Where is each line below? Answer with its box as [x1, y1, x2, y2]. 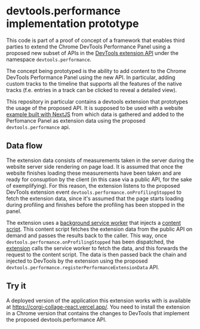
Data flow [6, 141, 43, 151]
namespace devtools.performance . [6, 56, 91, 63]
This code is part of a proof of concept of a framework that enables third [6, 36, 185, 44]
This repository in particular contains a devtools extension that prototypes [6, 98, 188, 105]
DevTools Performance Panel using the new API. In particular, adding [6, 74, 176, 81]
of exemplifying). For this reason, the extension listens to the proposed [6, 182, 180, 189]
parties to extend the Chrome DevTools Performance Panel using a [6, 43, 171, 50]
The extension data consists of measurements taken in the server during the [6, 157, 194, 164]
